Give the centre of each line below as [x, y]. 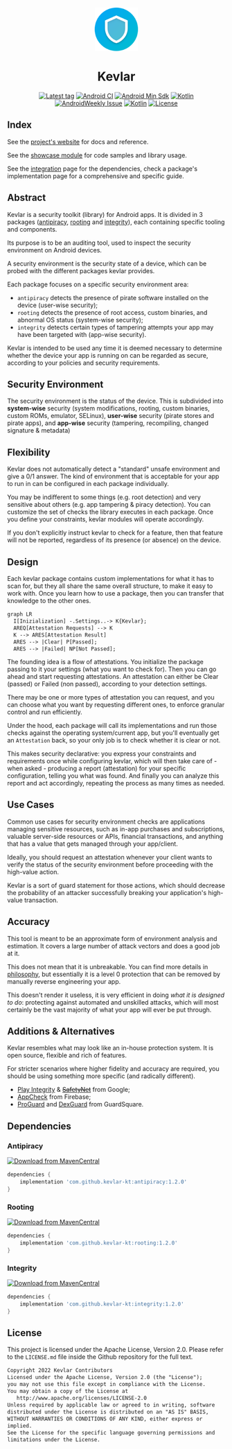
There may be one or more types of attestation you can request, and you [111, 697]
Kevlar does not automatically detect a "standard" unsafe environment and [114, 469]
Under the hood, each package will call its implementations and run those [112, 726]
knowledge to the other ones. [49, 601]
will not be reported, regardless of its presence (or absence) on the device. [114, 540]
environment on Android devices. [55, 250]
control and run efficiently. [45, 712]
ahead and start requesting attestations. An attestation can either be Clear [113, 676]
